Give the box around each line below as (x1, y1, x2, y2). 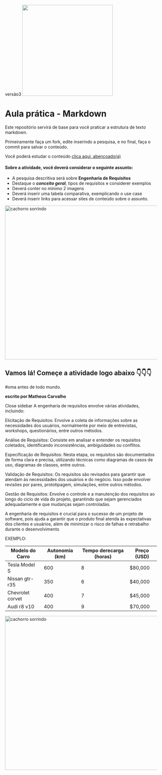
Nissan (7, 575, 23, 582)
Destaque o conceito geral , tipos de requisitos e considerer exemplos (12, 180, 151, 186)
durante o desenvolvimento (5, 526, 59, 532)
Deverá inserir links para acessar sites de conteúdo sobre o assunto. (12, 196, 148, 202)
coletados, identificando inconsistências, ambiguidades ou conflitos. (5, 442, 141, 448)
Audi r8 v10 (7, 603, 35, 610)
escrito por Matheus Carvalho (5, 393, 67, 399)
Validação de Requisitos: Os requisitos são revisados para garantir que (5, 471, 146, 477)
